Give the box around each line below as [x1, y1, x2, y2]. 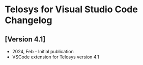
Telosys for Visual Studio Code [5, 4, 138, 15]
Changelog [5, 14, 52, 26]
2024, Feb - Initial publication [12, 49, 74, 54]
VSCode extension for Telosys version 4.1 [12, 54, 100, 60]
